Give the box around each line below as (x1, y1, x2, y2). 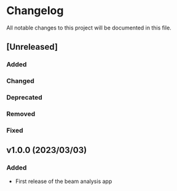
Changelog (6, 4, 64, 18)
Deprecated (6, 93, 43, 102)
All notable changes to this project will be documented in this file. (6, 24, 172, 31)
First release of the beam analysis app (15, 177, 112, 185)
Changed (6, 77, 35, 85)
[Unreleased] (6, 42, 58, 52)
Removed (6, 110, 36, 119)
